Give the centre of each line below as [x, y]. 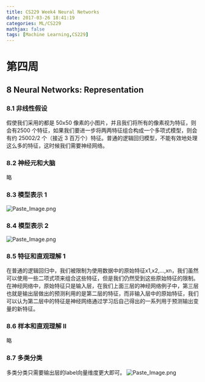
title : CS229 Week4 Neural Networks [53, 12]
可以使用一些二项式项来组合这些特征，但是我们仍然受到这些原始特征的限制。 [103, 278]
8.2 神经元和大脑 [31, 163]
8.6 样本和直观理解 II [37, 326]
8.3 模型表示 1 [27, 195]
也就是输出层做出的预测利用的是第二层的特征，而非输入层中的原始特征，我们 [103, 293]
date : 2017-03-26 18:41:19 [41, 18]
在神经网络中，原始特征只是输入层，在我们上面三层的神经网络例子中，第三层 [103, 286]
